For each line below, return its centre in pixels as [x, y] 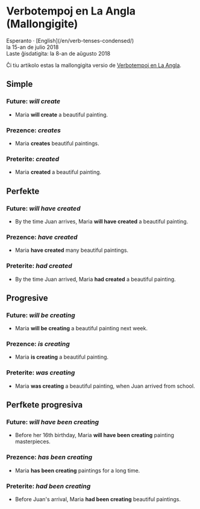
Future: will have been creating [53, 422]
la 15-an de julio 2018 [33, 47]
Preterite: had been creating [48, 486]
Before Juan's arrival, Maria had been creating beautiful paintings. [98, 499]
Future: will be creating [41, 315]
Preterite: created [33, 159]
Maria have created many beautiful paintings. [71, 250]
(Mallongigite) [42, 24]
